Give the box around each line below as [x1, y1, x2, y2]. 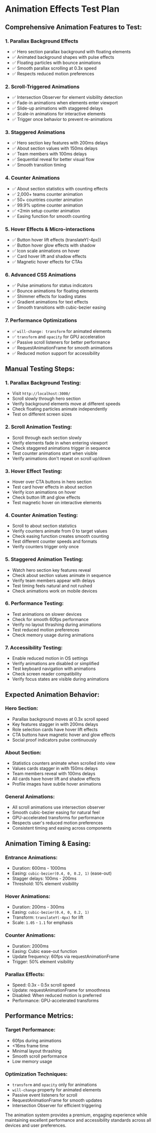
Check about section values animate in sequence [12, 572, 111, 578]
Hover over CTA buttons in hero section [12, 479, 92, 485]
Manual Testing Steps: [5, 365, 75, 373]
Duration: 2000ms [12, 943, 49, 949]
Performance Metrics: [5, 1012, 74, 1020]
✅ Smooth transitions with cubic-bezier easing [12, 304, 106, 310]
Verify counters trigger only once [12, 544, 79, 550]
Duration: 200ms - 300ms [12, 904, 65, 910]
